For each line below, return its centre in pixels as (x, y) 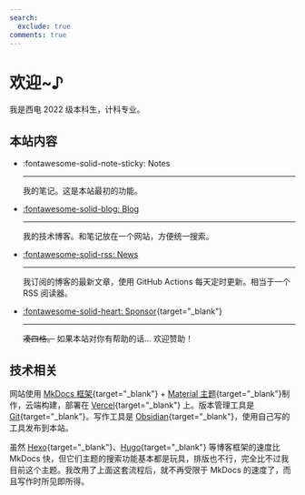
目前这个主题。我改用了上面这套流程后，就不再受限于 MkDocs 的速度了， (147, 470)
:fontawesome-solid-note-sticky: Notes (96, 164)
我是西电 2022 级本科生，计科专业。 (77, 109)
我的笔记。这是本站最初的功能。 (82, 191)
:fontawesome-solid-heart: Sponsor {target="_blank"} (122, 311)
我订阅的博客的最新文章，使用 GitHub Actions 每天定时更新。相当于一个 (156, 282)
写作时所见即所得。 (53, 481)
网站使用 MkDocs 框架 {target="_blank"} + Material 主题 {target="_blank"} (146, 393)
